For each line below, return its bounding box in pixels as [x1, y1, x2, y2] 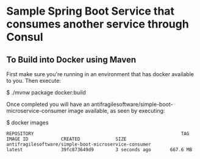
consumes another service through [6, 17, 189, 31]
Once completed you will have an [6, 101, 90, 108]
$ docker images [6, 119, 49, 126]
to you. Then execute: [6, 77, 61, 84]
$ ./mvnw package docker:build [6, 89, 87, 96]
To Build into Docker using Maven [6, 54, 137, 65]
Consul [6, 30, 44, 44]
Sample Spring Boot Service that [6, 4, 175, 18]
